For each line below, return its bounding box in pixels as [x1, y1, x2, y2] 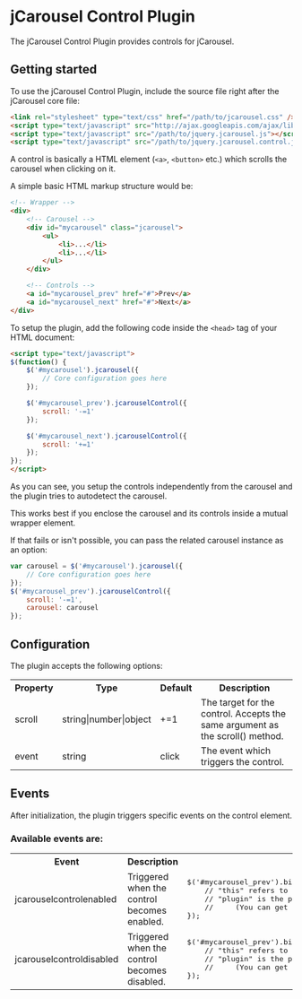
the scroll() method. [201, 729, 284, 742]
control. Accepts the [201, 707, 286, 719]
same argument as [201, 718, 280, 731]
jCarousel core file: [10, 95, 80, 106]
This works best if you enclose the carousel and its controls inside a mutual [10, 508, 289, 518]
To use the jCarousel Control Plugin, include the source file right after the [10, 85, 280, 96]
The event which [201, 744, 272, 757]
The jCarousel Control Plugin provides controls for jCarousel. [10, 36, 235, 47]
